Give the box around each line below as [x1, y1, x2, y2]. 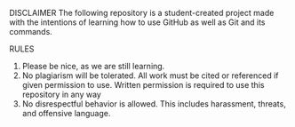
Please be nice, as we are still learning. [21, 61, 165, 71]
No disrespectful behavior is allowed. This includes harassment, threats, [21, 99, 286, 109]
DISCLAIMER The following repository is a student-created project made [9, 8, 275, 18]
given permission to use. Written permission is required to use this [21, 80, 265, 90]
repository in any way [21, 89, 102, 99]
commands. [9, 27, 53, 36]
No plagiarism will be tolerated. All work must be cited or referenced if [21, 70, 279, 81]
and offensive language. [21, 108, 111, 118]
